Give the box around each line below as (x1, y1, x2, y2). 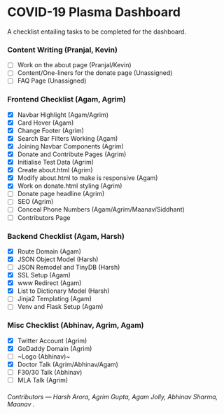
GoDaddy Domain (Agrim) (17, 344, 92, 352)
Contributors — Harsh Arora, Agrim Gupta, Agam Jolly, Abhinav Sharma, (7, 392, 218, 401)
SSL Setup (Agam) (17, 271, 71, 280)
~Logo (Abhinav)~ (17, 352, 71, 361)
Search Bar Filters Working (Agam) (17, 134, 118, 142)
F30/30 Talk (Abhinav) (17, 368, 83, 376)
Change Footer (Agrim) (17, 126, 84, 134)
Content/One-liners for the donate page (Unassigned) (17, 69, 173, 77)
